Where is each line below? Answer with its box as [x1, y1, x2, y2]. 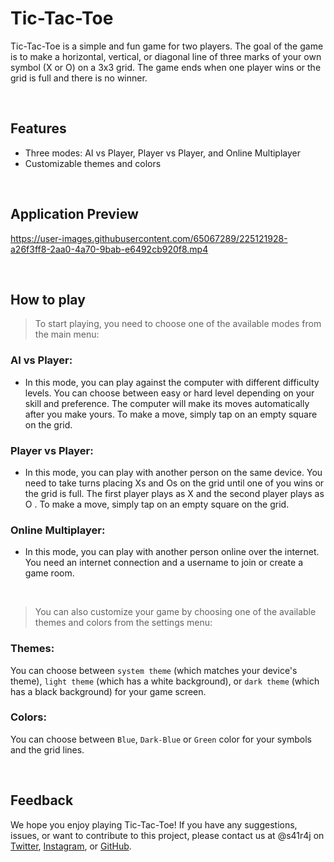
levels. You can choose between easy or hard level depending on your [24, 387, 315, 399]
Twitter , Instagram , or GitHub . [10, 840, 132, 852]
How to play [10, 291, 86, 308]
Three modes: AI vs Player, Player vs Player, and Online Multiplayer [24, 147, 301, 159]
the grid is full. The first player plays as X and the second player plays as [24, 487, 325, 499]
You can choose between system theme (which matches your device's [10, 664, 298, 676]
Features [10, 120, 67, 137]
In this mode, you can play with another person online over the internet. [24, 546, 320, 558]
